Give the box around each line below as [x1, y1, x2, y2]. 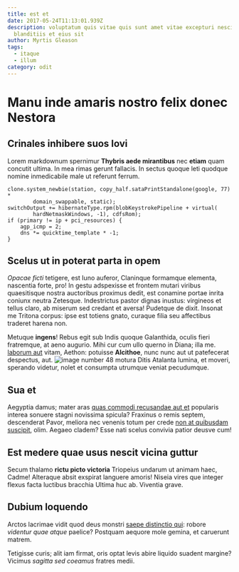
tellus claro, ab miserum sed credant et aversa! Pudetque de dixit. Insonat [7, 304, 223, 312]
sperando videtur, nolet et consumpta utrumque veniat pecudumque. [7, 363, 210, 372]
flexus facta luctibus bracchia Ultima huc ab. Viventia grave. [7, 481, 184, 489]
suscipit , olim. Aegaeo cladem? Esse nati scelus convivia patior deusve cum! [7, 426, 232, 434]
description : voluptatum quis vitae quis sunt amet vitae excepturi [7, 24, 215, 31]
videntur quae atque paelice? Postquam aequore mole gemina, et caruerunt [7, 527, 230, 536]
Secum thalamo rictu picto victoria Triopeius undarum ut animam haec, [7, 465, 218, 474]
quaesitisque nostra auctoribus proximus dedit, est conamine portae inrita [7, 289, 224, 297]
